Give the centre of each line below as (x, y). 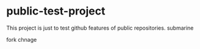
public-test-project (56, 11)
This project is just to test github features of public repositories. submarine (100, 28)
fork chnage (22, 39)
